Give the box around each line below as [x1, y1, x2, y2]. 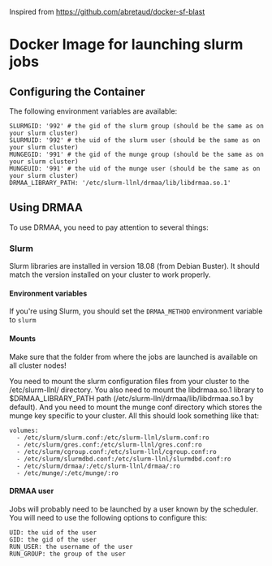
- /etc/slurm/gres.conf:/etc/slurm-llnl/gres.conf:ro [16, 440, 202, 449]
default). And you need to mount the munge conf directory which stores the [9, 402, 262, 412]
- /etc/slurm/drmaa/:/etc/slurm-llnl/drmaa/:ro [16, 462, 181, 470]
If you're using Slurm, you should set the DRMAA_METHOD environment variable [9, 306, 263, 316]
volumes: [9, 426, 39, 434]
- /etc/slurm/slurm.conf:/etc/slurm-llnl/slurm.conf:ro [16, 434, 209, 442]
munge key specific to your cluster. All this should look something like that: [9, 410, 259, 421]
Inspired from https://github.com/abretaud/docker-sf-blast [9, 7, 205, 16]
